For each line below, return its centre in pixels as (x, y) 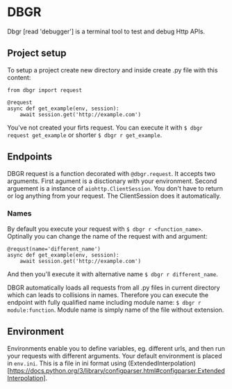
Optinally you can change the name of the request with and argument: (107, 236)
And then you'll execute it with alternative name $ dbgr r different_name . (113, 274)
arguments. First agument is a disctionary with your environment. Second (112, 181)
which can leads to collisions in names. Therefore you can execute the (108, 295)
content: (19, 77)
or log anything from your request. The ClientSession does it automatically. (114, 196)
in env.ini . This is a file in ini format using (67, 363)
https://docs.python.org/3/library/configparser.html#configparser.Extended (117, 370)
